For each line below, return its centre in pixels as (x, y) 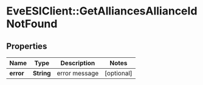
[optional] (118, 73)
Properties (27, 46)
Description (78, 63)
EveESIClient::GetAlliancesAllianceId (102, 11)
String (42, 73)
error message (78, 73)
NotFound (32, 24)
